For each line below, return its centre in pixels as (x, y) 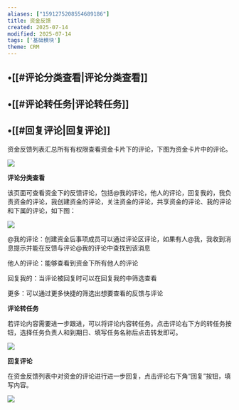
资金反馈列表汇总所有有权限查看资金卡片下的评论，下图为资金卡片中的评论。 (119, 149)
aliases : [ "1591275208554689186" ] (59, 14)
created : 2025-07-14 (38, 27)
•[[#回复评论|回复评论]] (59, 131)
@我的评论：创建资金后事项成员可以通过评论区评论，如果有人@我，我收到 (116, 238)
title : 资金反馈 (29, 21)
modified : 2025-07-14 (39, 34)
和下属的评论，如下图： (42, 210)
